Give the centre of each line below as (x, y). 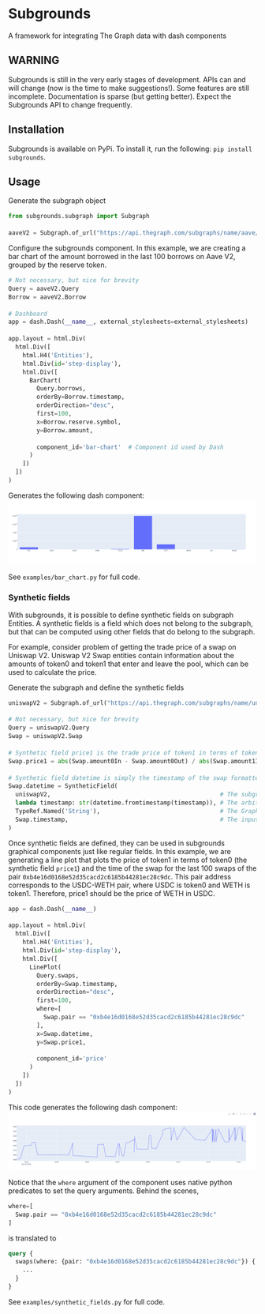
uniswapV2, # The (127, 795)
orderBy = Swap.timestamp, (77, 984)
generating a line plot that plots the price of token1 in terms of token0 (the (128, 860)
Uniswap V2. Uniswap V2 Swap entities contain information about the (121, 655)
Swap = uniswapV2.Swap (45, 736)
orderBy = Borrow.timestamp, (81, 397)
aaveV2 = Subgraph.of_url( (52, 233)
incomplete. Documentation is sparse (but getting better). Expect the (120, 96)
